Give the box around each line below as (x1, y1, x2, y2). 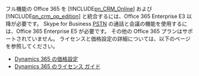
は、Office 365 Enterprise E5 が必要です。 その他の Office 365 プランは (5, 28, 183, 35)
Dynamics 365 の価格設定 (14, 56, 79, 62)
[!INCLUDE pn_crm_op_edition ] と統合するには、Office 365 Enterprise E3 (5, 13, 186, 20)
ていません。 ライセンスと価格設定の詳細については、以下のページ (26, 35, 191, 42)
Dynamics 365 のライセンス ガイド (14, 63, 101, 70)
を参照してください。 (5, 42, 58, 50)
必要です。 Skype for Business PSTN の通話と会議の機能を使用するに (16, 20, 188, 27)
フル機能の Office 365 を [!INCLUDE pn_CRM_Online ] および (5, 5, 153, 12)
